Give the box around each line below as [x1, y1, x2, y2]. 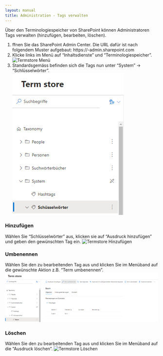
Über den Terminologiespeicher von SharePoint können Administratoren [5, 27, 149, 33]
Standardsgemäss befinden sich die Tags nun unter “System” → [12, 62, 141, 68]
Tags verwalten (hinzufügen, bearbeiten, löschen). [5, 32, 107, 38]
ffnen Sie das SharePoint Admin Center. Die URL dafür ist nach [12, 41, 138, 47]
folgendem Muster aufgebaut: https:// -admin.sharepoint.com [12, 47, 135, 53]
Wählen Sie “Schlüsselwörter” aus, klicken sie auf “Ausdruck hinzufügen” [5, 233, 152, 239]
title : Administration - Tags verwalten [5, 13, 89, 18]
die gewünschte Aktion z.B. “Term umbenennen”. [5, 267, 104, 273]
